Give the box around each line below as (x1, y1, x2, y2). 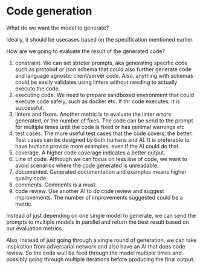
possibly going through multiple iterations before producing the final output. (6, 255, 195, 263)
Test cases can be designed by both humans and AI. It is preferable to (14, 136, 190, 143)
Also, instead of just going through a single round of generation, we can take (6, 236, 197, 244)
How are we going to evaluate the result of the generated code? (6, 47, 165, 55)
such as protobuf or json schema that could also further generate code (14, 65, 192, 73)
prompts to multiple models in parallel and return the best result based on (6, 218, 189, 226)
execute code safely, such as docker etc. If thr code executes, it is (14, 98, 180, 105)
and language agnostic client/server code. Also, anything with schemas (14, 72, 193, 79)
